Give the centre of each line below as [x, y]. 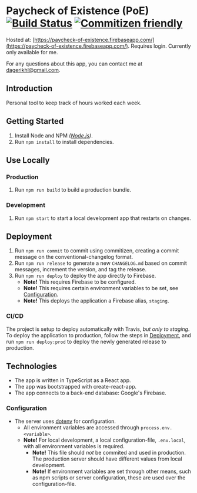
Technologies [32, 367]
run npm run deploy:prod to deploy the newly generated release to [86, 341]
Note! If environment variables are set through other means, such [111, 471]
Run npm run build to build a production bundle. [73, 190]
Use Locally [28, 160]
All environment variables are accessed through [81, 427]
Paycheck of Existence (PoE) [78, 11]
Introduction [29, 89]
